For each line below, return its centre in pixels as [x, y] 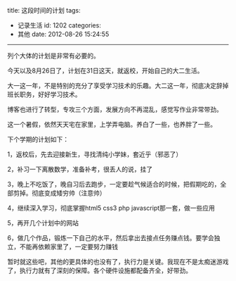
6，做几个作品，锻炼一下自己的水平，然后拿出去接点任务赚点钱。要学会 [111, 238]
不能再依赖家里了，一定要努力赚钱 [68, 246]
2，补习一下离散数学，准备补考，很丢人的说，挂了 [80, 169]
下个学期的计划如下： [38, 139]
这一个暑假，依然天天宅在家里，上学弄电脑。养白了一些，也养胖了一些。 [112, 124]
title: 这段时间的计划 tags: [44, 10]
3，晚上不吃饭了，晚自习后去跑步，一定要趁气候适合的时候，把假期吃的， [114, 184]
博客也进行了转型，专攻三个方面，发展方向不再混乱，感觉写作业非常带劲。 [115, 109]
